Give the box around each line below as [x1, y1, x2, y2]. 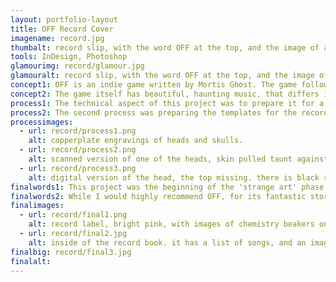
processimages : [10, 117, 74, 127]
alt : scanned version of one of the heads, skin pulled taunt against [28, 154, 329, 164]
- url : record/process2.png [19, 145, 137, 155]
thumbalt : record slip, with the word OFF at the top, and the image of [10, 42, 320, 53]
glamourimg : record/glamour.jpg [10, 61, 145, 71]
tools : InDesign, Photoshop [10, 52, 128, 62]
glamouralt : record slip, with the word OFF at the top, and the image [10, 71, 315, 81]
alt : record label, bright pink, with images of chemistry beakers [28, 219, 315, 230]
